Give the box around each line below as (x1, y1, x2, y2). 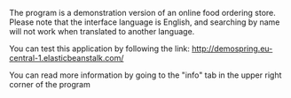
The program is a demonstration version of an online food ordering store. (9, 8, 277, 18)
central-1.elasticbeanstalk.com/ (9, 53, 124, 63)
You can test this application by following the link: (9, 43, 191, 54)
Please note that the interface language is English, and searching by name (9, 17, 280, 27)
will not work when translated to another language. (9, 26, 195, 36)
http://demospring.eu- (192, 43, 273, 54)
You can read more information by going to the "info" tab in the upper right (9, 70, 282, 80)
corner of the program (9, 79, 90, 89)
